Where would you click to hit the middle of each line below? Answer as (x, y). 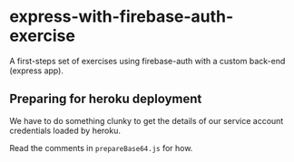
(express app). (36, 71)
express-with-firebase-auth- (122, 17)
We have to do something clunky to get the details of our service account (147, 120)
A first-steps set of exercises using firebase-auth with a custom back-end (147, 61)
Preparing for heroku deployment (106, 99)
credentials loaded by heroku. (65, 130)
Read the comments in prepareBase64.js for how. (101, 148)
